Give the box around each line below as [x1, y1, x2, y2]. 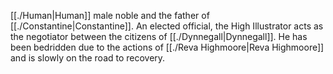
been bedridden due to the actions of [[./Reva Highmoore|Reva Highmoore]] [10, 41, 325, 53]
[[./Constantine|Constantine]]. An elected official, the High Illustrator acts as [10, 20, 324, 32]
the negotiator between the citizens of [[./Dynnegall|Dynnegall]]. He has [10, 31, 308, 42]
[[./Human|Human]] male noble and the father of [10, 10, 210, 21]
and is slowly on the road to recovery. [10, 52, 166, 64]
